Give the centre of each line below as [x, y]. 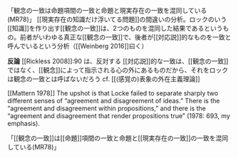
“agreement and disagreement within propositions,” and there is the [107, 108]
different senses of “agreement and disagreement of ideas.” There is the [114, 101]
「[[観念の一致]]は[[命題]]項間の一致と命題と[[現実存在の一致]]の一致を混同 [118, 138]
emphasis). [24, 123]
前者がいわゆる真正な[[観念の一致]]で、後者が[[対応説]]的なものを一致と [125, 37]
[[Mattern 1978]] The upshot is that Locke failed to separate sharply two [113, 93]
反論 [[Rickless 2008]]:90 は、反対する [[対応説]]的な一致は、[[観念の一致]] [118, 61]
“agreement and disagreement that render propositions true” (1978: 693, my [119, 116]
